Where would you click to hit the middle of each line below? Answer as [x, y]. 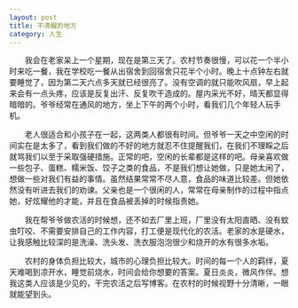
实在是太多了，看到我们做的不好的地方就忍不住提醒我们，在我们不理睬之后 [153, 146]
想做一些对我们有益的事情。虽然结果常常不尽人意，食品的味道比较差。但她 [145, 179]
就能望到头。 [32, 295]
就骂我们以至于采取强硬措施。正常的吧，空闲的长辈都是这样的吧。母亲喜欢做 [149, 157]
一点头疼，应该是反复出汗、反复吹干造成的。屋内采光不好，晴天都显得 [161, 93]
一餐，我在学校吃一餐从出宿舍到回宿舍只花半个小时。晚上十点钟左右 [157, 71]
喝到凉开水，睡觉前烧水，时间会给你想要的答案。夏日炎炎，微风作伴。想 [157, 272]
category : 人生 [36, 34]
